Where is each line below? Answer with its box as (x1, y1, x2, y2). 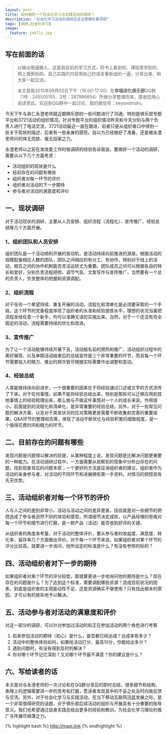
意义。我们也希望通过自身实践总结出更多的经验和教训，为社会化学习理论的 (5, 707, 158, 713)
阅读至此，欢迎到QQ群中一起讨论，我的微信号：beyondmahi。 (17, 100, 146, 106)
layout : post (5, 7, 32, 12)
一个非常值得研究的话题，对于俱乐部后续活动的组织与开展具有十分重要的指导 (5, 700, 162, 707)
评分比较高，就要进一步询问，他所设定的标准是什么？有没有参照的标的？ (5, 543, 153, 549)
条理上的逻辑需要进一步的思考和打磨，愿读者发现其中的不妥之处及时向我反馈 (5, 688, 162, 694)
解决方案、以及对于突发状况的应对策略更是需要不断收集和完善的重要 (13, 409, 153, 415)
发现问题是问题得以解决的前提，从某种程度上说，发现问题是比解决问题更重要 (5, 452, 162, 458)
